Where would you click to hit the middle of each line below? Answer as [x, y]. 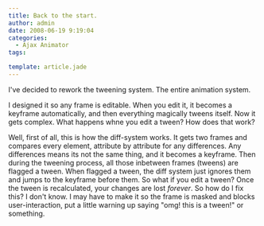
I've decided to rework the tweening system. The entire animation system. [130, 89]
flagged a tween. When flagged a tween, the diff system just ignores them [130, 171]
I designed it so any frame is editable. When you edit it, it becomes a [120, 105]
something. [27, 213]
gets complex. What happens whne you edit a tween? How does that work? [132, 122]
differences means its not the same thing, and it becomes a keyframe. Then [132, 154]
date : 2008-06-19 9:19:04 [51, 30]
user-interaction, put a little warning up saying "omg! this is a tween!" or [126, 205]
